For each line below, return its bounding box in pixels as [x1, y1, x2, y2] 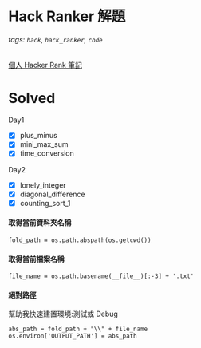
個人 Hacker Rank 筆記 [8, 61, 82, 70]
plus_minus [19, 131, 57, 140]
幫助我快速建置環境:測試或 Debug [8, 309, 118, 319]
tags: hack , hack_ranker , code [8, 34, 103, 44]
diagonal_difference [19, 189, 85, 199]
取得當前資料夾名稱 [8, 218, 72, 227]
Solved [8, 89, 56, 107]
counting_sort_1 [19, 198, 71, 208]
